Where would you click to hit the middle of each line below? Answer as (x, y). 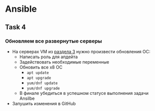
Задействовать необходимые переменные (64, 62)
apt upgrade (39, 78)
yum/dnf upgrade (43, 88)
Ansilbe (27, 98)
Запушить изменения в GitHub (44, 103)
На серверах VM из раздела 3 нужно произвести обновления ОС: (81, 51)
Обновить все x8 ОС (41, 67)
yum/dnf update (42, 83)
